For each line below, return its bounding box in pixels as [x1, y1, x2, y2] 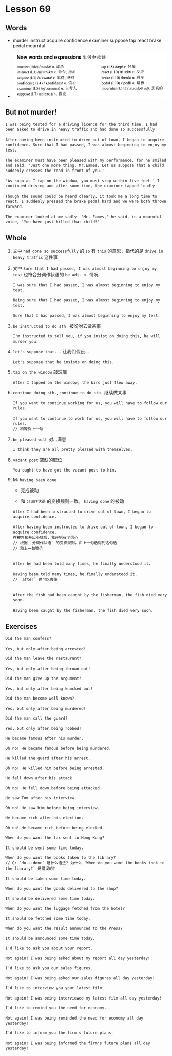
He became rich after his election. [5, 815, 84, 821]
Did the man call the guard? [5, 716, 68, 721]
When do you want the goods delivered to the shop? [5, 886, 118, 891]
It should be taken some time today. [5, 876, 86, 881]
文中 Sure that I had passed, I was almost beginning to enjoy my [12, 265, 157, 271]
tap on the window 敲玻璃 [12, 369, 67, 375]
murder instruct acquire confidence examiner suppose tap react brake [12, 37, 162, 43]
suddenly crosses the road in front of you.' [5, 168, 104, 174]
